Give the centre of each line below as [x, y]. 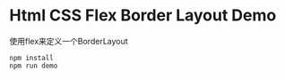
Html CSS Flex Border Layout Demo [143, 16]
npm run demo [34, 66]
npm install [31, 58]
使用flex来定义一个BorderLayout [69, 41]
